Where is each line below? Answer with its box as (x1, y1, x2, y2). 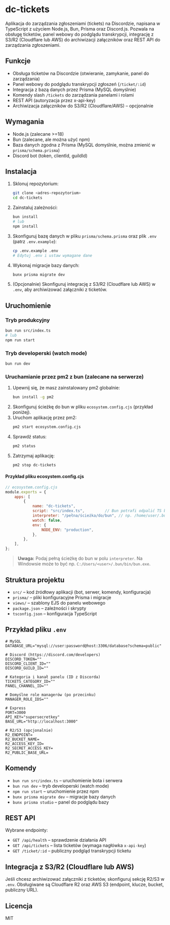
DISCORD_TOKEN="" (5, 657, 42, 662)
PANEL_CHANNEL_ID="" (5, 683, 49, 689)
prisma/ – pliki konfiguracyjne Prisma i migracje (12, 594, 111, 601)
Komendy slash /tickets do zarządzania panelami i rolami (12, 92, 134, 98)
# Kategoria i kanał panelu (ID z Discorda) (5, 674, 101, 679)
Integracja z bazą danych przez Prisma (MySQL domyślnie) (12, 86, 137, 93)
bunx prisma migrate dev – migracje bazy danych (12, 793, 116, 799)
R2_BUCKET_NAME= (5, 736, 39, 742)
